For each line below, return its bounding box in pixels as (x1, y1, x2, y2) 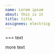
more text (5, 44, 25, 50)
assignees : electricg (5, 21, 50, 26)
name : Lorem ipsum (5, 7, 43, 12)
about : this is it (5, 12, 43, 17)
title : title (5, 16, 32, 21)
